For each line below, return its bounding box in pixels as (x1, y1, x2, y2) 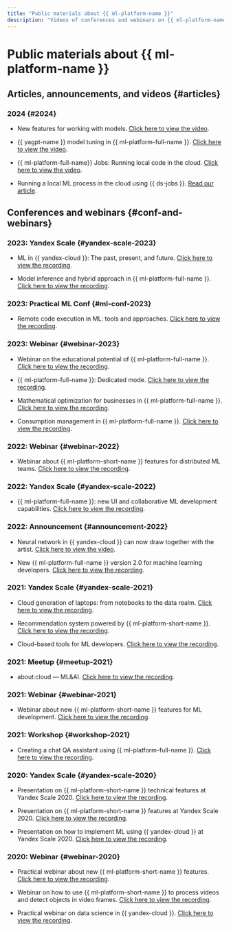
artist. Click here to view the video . (16, 545, 115, 553)
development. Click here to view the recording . (16, 713, 150, 721)
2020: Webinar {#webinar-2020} (7, 852, 120, 861)
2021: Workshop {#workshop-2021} (7, 730, 131, 740)
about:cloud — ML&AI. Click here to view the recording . (16, 673, 175, 681)
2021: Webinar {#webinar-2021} (7, 690, 117, 700)
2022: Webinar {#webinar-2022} (7, 441, 120, 451)
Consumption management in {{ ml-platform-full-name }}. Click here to (16, 417, 219, 425)
